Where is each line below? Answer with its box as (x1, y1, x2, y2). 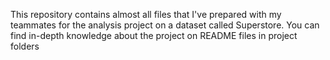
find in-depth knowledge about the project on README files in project (10, 30, 298, 41)
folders (10, 40, 40, 52)
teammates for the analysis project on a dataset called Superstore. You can (10, 19, 320, 31)
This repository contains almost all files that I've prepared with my (10, 9, 282, 20)
